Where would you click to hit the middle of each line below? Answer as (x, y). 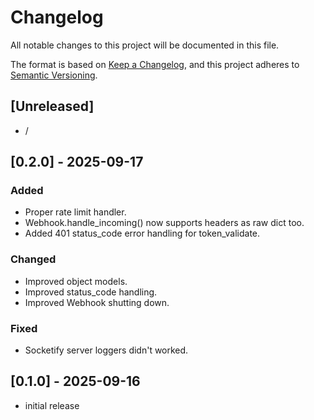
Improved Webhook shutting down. (97, 302)
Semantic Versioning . (54, 75)
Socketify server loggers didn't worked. (106, 350)
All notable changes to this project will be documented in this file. (145, 45)
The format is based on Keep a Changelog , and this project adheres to (155, 64)
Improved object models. (76, 281)
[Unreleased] (52, 106)
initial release (52, 405)
